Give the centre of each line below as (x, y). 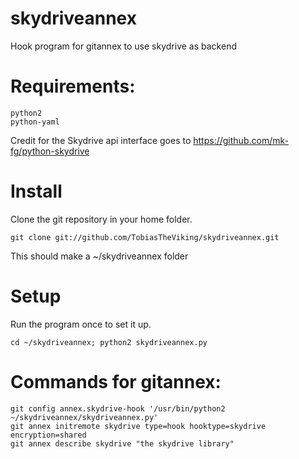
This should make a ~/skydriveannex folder (99, 256)
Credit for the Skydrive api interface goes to (101, 140)
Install (36, 191)
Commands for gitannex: (116, 381)
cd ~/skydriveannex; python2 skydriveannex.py (109, 342)
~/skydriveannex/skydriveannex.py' (84, 417)
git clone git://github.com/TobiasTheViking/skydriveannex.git (145, 237)
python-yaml (35, 122)
